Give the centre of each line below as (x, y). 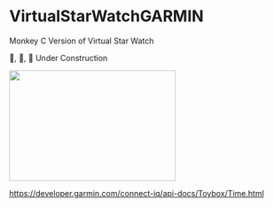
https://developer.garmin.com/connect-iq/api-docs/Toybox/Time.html (136, 193)
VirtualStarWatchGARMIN (106, 16)
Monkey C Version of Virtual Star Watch (82, 41)
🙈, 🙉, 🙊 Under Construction (58, 57)
